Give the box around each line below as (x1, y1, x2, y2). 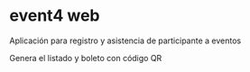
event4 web (9, 5, 100, 26)
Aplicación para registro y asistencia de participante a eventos (9, 35, 242, 46)
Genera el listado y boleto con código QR (9, 52, 162, 63)
